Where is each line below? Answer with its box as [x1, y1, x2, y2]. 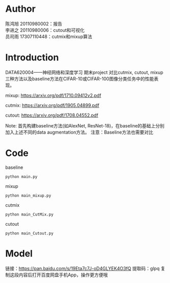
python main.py [5, 174, 38, 179]
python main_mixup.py [5, 193, 52, 198]
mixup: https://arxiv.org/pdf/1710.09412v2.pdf [5, 92, 102, 98]
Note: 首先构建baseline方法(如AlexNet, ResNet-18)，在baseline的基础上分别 [5, 122, 165, 128]
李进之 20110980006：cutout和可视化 [5, 27, 85, 33]
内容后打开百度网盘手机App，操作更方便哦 [18, 272, 108, 278]
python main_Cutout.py [5, 231, 54, 236]
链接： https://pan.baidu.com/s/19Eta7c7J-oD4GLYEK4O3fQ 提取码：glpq [5, 265, 160, 271]
